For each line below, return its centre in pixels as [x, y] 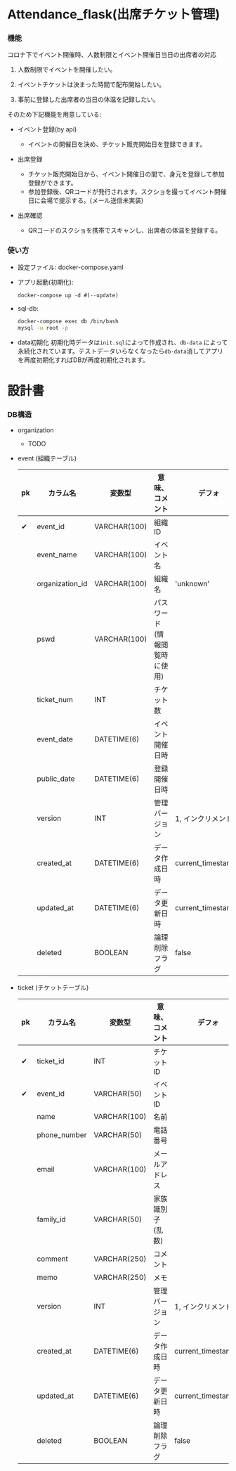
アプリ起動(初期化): [45, 282]
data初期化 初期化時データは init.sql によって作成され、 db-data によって [123, 342]
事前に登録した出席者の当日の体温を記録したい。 [88, 100]
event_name [57, 555]
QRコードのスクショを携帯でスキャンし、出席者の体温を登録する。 [125, 231]
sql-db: [28, 308]
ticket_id [51, 1061]
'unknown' [192, 584]
